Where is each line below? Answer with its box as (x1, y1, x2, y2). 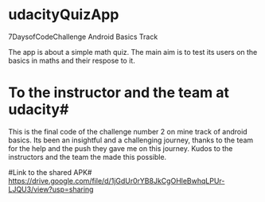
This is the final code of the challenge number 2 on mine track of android (8, 126, 248, 136)
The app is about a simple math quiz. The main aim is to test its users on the (8, 47, 258, 56)
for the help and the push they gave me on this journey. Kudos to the (8, 143, 233, 153)
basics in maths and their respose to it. (8, 56, 135, 65)
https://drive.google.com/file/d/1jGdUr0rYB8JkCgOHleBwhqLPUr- (8, 176, 225, 185)
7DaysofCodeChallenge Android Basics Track (8, 32, 158, 41)
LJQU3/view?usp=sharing (8, 185, 94, 194)
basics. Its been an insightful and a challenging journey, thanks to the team (8, 135, 254, 145)
